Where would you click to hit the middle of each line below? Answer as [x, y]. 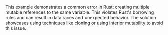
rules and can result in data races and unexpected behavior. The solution [81, 17]
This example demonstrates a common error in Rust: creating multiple [77, 7]
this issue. [16, 28]
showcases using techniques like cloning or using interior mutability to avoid [84, 23]
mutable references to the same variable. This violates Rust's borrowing [80, 12]
